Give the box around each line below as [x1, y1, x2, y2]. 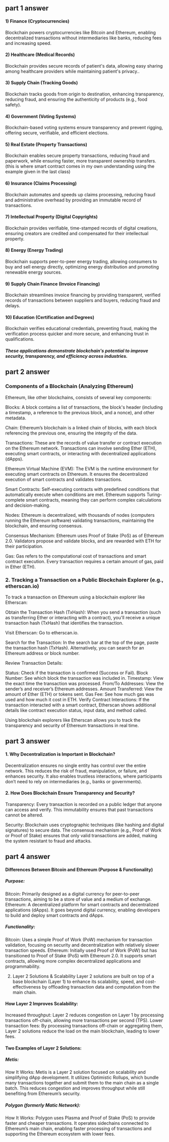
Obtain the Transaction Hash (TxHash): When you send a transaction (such [5, 609, 161, 615]
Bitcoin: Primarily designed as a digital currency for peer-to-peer [5, 891, 140, 897]
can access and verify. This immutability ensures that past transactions [5, 806, 153, 812]
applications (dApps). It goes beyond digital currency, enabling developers [5, 907, 160, 913]
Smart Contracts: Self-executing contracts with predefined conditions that [5, 486, 159, 492]
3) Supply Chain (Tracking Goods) [5, 80, 78, 86]
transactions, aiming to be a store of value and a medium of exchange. [5, 896, 152, 902]
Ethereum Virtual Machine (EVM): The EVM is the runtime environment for [5, 465, 159, 471]
